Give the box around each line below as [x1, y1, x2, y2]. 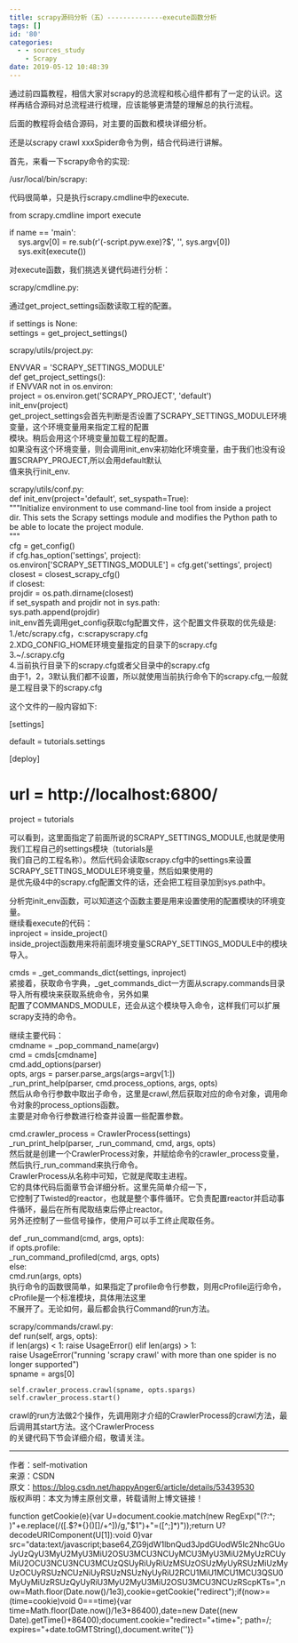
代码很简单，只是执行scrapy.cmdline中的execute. [9, 192, 190, 203]
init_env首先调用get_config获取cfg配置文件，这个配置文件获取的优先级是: [9, 617, 277, 628]
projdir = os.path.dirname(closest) [9, 588, 135, 598]
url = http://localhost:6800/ [9, 784, 218, 805]
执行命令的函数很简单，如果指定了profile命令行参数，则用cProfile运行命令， [9, 1281, 286, 1292]
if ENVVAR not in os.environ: [9, 381, 114, 391]
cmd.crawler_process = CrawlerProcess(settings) [9, 1128, 191, 1139]
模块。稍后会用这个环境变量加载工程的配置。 [9, 432, 173, 443]
